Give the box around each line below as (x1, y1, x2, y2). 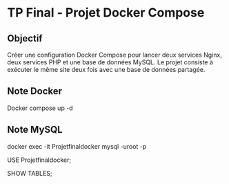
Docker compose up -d (7, 104, 74, 112)
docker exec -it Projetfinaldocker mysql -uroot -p (7, 142, 147, 150)
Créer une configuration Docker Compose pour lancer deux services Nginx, (7, 50, 223, 59)
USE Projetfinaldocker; (7, 156, 72, 164)
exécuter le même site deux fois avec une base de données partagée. (7, 66, 206, 73)
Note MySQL (7, 124, 63, 136)
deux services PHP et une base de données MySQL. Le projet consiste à (7, 58, 214, 66)
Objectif (7, 33, 43, 44)
